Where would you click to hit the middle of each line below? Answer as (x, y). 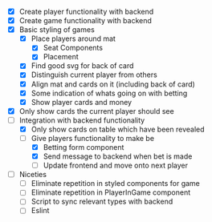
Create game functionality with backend (85, 21)
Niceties (33, 175)
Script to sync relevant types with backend (102, 202)
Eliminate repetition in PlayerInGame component (111, 192)
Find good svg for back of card (82, 66)
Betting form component (84, 147)
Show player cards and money (82, 102)
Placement (61, 57)
